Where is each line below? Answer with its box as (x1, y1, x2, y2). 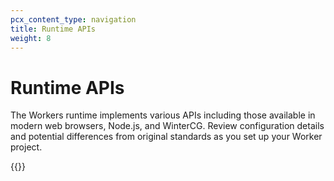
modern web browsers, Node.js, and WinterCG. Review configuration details (10, 120, 325, 132)
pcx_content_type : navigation (10, 14, 137, 25)
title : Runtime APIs (10, 24, 97, 34)
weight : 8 (10, 33, 52, 43)
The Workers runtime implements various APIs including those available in (10, 109, 316, 121)
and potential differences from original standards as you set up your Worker (10, 131, 323, 143)
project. (10, 141, 43, 153)
